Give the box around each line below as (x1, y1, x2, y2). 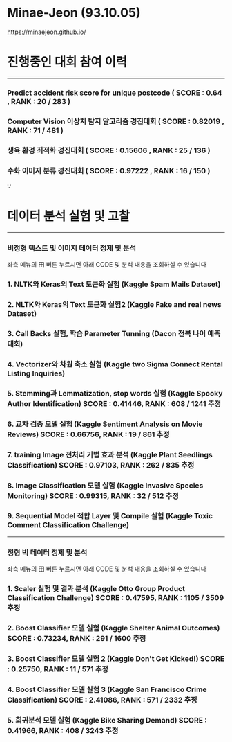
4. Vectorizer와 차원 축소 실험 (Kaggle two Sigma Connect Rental (7, 359, 223, 369)
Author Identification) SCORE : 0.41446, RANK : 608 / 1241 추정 (7, 398, 221, 408)
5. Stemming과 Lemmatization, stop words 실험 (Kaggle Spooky (7, 388, 223, 398)
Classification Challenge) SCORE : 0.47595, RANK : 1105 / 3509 (7, 593, 224, 603)
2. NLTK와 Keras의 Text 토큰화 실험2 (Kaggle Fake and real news (7, 300, 222, 310)
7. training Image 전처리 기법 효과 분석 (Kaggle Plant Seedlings (7, 450, 213, 459)
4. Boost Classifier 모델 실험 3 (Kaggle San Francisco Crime (7, 684, 207, 694)
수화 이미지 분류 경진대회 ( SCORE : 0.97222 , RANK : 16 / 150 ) (7, 166, 211, 175)
